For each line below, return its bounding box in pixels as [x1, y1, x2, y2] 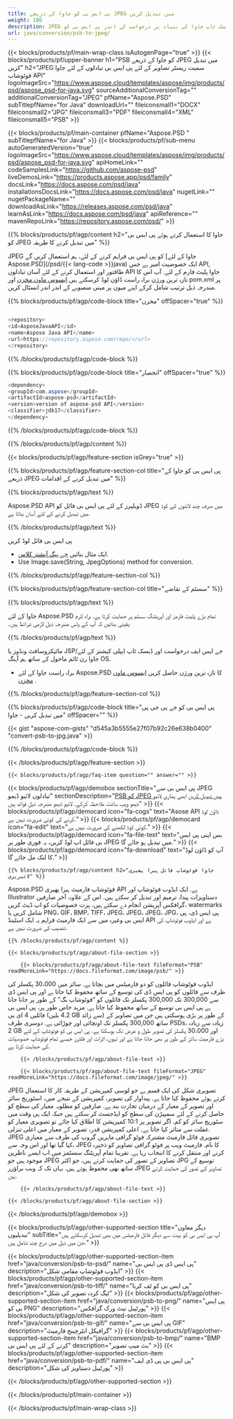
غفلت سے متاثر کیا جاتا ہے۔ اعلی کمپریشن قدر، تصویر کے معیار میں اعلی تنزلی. [8, 1125, 210, 1133]
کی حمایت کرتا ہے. [8, 1042, 50, 1050]
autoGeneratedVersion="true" [8, 143, 93, 152]
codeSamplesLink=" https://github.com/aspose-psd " [8, 165, 158, 174]
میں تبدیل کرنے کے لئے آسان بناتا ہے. [8, 509, 91, 518]
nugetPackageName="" [8, 195, 76, 203]
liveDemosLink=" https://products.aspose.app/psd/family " [8, 173, 172, 181]
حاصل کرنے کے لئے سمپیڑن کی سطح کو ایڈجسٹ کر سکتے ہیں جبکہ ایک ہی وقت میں [8, 1109, 224, 1117]
